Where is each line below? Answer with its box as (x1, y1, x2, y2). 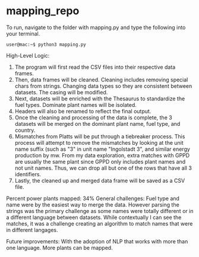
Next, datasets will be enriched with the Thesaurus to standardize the (14, 95, 185, 102)
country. (14, 126, 36, 134)
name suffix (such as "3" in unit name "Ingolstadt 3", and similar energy (14, 145, 190, 153)
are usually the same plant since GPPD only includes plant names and (14, 158, 186, 165)
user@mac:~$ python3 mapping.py (6, 42, 86, 47)
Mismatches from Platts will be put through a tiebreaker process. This (14, 132, 185, 140)
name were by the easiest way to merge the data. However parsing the (6, 201, 179, 208)
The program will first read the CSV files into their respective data (14, 64, 176, 71)
